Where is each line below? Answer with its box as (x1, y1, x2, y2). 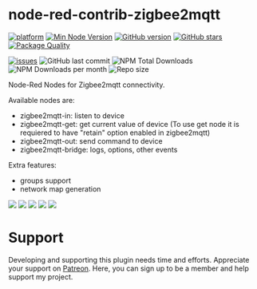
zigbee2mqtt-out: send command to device (19, 136, 163, 145)
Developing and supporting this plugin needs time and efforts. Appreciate (8, 255, 250, 264)
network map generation (19, 184, 101, 193)
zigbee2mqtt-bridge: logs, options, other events (19, 144, 178, 154)
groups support (19, 176, 72, 185)
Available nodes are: (8, 95, 75, 105)
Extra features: (8, 160, 57, 169)
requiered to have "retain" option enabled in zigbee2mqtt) (19, 128, 211, 137)
